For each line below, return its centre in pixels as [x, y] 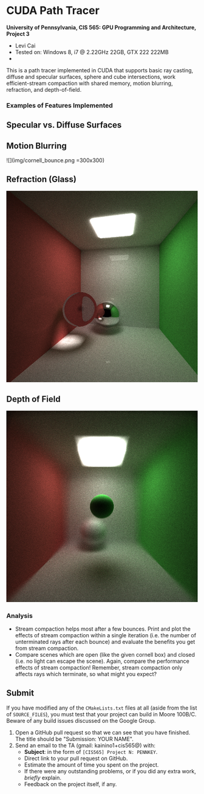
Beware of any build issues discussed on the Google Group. [81, 720]
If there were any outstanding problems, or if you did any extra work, [110, 771]
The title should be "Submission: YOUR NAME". [74, 739]
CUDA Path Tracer [53, 11]
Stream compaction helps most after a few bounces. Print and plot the [103, 629]
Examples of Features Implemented [60, 105]
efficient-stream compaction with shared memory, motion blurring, [90, 83]
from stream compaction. [47, 648]
